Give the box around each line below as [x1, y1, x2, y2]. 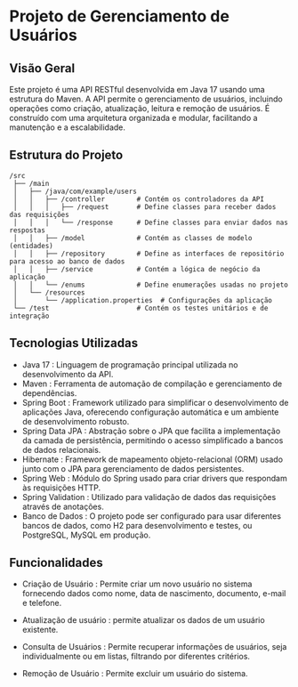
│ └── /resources [12, 287, 86, 297]
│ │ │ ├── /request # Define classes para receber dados [12, 202, 277, 211]
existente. [21, 625, 59, 635]
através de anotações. [21, 501, 104, 512]
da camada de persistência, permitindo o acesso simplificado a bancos [21, 434, 284, 446]
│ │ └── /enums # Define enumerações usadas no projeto [12, 280, 289, 289]
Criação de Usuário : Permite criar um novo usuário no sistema [21, 578, 253, 589]
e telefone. [21, 598, 62, 609]
